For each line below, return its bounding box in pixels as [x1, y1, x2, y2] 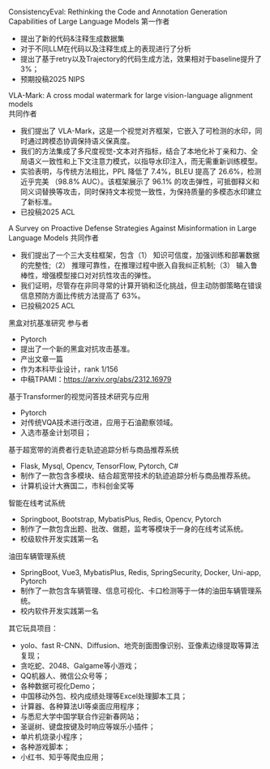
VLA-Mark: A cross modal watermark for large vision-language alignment [8, 91, 253, 100]
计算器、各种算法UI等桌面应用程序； [19, 702, 142, 711]
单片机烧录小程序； [19, 732, 85, 741]
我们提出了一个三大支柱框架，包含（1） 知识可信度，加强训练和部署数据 [19, 251, 260, 260]
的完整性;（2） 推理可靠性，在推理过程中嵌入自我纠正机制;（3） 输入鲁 [19, 260, 258, 270]
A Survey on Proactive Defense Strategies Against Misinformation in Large [8, 223, 257, 233]
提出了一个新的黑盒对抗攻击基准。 [19, 344, 135, 354]
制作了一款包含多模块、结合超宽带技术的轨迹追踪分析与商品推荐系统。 [19, 470, 255, 480]
